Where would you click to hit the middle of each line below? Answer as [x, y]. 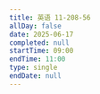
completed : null [39, 43]
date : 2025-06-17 [42, 34]
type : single [33, 68]
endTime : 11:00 [37, 59]
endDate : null [36, 76]
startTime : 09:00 [42, 51]
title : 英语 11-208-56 [50, 17]
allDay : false [36, 26]
